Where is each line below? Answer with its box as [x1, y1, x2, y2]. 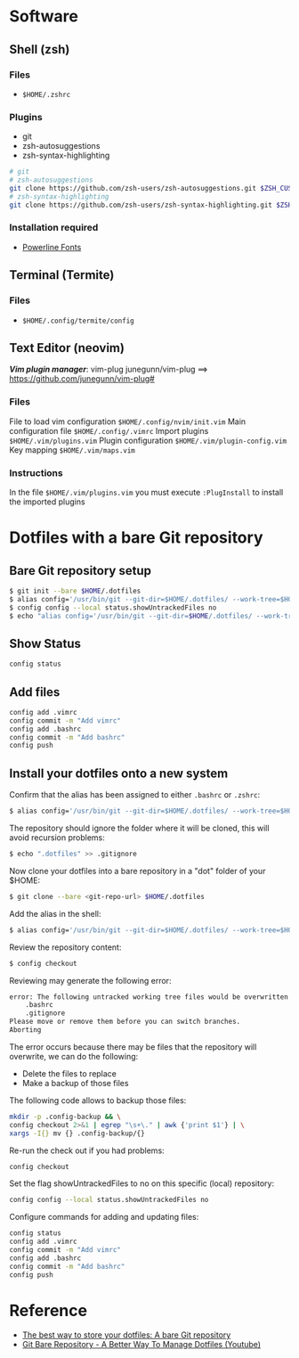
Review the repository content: [9, 942, 122, 953]
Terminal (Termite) [9, 267, 115, 282]
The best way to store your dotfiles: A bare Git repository [21, 1329, 231, 1340]
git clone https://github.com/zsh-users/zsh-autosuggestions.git [9, 184, 256, 192]
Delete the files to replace [21, 1068, 117, 1079]
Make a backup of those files [21, 1077, 129, 1088]
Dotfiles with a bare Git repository [9, 528, 263, 548]
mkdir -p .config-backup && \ [9, 1112, 122, 1121]
